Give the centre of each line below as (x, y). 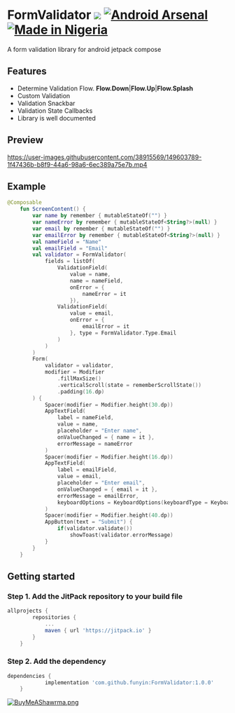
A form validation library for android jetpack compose (84, 49)
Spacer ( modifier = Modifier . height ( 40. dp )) (109, 515)
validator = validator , (79, 366)
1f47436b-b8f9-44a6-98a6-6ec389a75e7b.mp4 (77, 164)
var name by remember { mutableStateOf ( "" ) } (100, 216)
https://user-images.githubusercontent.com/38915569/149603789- (105, 157)
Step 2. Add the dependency (57, 661)
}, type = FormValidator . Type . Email (123, 333)
